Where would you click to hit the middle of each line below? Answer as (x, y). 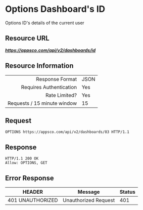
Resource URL (27, 38)
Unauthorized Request (89, 200)
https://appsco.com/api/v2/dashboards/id (50, 50)
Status (127, 192)
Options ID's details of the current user (45, 23)
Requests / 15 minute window (42, 103)
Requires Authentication (49, 87)
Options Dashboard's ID (55, 9)
